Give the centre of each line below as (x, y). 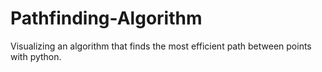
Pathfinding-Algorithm (106, 18)
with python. (36, 56)
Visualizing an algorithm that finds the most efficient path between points (161, 46)
